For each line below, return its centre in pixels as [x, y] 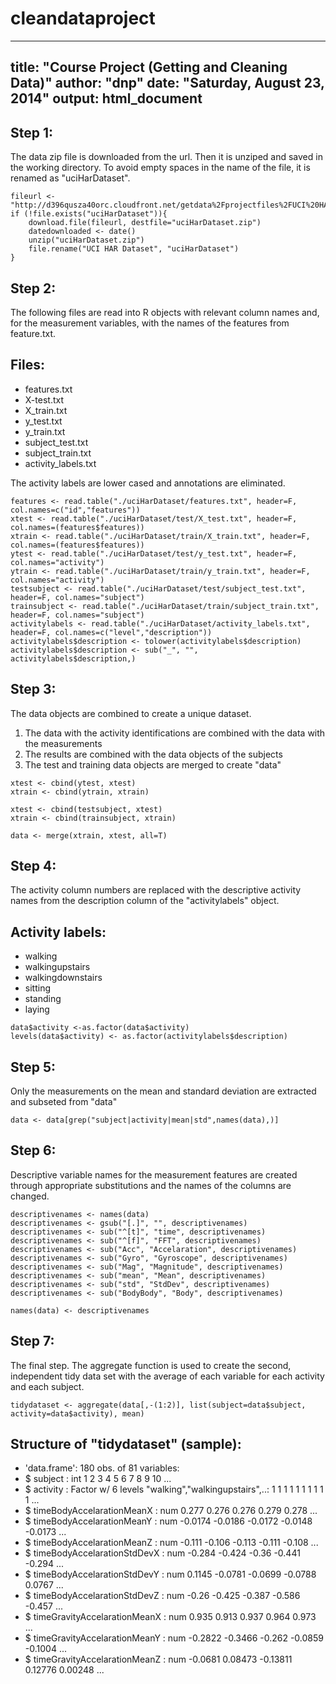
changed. [30, 1196]
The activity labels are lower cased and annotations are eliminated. [148, 483]
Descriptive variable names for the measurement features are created [154, 1174]
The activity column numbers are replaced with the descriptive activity [156, 890]
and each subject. [47, 1386]
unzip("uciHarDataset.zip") [86, 240]
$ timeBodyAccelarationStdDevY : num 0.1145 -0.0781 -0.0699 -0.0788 [170, 1574]
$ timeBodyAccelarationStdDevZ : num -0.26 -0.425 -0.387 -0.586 [162, 1596]
